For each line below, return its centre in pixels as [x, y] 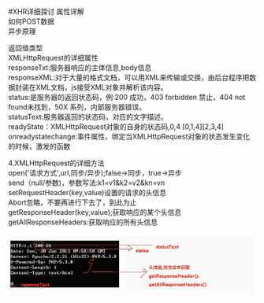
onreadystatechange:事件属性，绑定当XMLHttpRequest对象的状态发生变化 [129, 137]
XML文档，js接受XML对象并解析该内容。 [101, 87]
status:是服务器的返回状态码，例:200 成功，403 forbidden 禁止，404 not [127, 97]
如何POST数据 [32, 21]
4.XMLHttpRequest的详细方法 [56, 163]
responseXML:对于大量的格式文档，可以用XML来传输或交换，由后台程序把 [129, 78]
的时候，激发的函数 [39, 146]
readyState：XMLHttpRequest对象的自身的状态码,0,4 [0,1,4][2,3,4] [116, 127]
